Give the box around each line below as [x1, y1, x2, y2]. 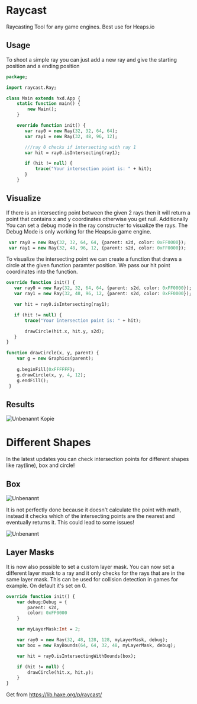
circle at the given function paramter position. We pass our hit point [6, 262, 170, 269]
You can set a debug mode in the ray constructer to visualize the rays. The [6, 222, 188, 229]
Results [6, 399, 35, 409]
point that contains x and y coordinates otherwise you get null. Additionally [6, 215, 188, 222]
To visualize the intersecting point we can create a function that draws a [6, 255, 182, 263]
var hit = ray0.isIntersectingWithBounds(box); [17, 653, 136, 659]
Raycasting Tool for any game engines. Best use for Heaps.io [6, 23, 155, 30]
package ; [6, 73, 28, 80]
